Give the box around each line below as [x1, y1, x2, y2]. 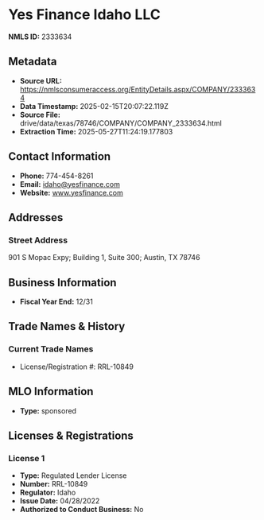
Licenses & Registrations [8, 429, 134, 442]
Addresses [8, 211, 64, 224]
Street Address [8, 235, 68, 246]
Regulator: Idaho [19, 487, 76, 498]
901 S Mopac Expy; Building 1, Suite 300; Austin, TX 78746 [8, 253, 200, 262]
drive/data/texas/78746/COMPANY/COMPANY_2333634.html [19, 118, 223, 128]
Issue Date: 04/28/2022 [19, 496, 100, 506]
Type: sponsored [19, 406, 77, 415]
